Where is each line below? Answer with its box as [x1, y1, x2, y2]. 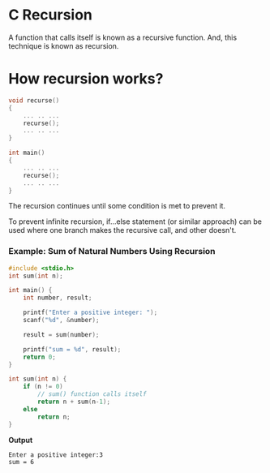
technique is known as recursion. [8, 41, 119, 50]
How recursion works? [8, 70, 164, 88]
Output [8, 435, 33, 445]
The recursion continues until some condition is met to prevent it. [8, 201, 225, 211]
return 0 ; [23, 353, 57, 361]
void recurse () [8, 96, 60, 105]
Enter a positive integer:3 [8, 450, 104, 459]
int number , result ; [23, 294, 92, 302]
